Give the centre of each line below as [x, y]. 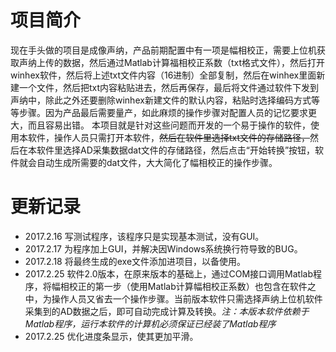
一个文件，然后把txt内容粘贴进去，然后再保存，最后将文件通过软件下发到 [169, 87]
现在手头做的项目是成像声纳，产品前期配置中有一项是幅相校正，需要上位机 [163, 50]
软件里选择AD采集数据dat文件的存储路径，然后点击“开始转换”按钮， [176, 150]
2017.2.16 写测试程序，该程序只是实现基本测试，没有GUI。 [144, 236]
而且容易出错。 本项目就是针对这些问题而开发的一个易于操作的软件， [169, 125]
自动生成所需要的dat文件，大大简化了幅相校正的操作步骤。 [157, 162]
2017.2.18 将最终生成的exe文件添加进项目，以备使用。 [135, 261]
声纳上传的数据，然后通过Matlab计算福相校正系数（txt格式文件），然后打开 [171, 62]
